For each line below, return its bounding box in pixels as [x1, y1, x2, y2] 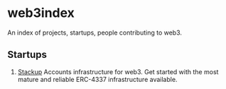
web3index [7, 5, 75, 21]
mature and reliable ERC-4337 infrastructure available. [17, 75, 178, 83]
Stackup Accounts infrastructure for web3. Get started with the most [17, 67, 219, 76]
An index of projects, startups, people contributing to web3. [7, 28, 183, 37]
